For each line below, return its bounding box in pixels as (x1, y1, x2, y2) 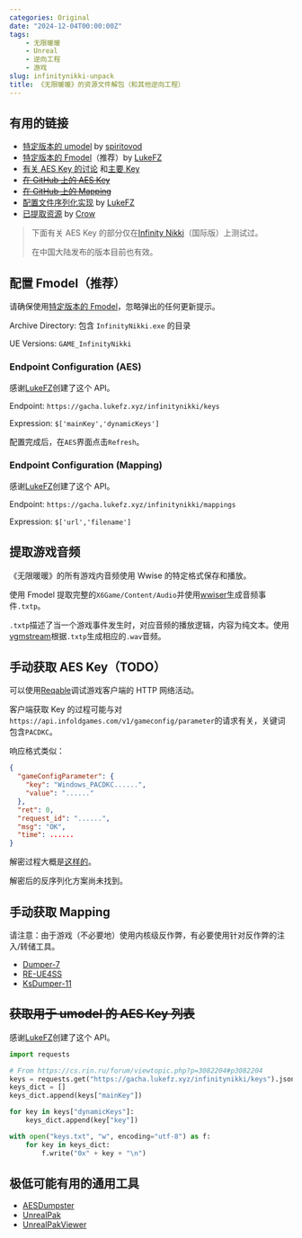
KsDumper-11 (22, 978, 72, 989)
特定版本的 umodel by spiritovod (22, 141, 143, 152)
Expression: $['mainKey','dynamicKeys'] (9, 417, 160, 428)
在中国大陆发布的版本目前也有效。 (31, 246, 158, 257)
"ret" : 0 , (17, 806, 54, 815)
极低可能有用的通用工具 (9, 1175, 139, 1191)
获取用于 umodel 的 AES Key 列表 (9, 1006, 195, 1021)
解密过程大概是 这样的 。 (9, 856, 96, 868)
